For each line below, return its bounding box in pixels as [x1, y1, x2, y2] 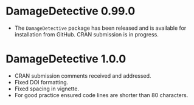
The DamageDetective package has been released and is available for [14, 24, 187, 32]
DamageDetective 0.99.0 [5, 4, 136, 18]
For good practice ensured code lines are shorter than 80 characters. [14, 91, 189, 98]
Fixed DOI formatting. [14, 78, 69, 86]
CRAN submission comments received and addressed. [14, 72, 151, 80]
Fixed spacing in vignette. [14, 85, 80, 92]
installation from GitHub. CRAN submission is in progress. [14, 30, 159, 38]
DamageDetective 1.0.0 [5, 52, 126, 66]
